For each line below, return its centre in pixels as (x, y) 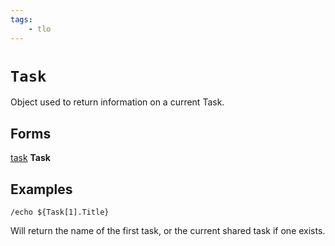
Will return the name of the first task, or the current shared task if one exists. (168, 231)
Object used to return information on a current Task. (117, 102)
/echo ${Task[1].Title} (60, 212)
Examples (41, 189)
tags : (21, 19)
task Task (30, 158)
